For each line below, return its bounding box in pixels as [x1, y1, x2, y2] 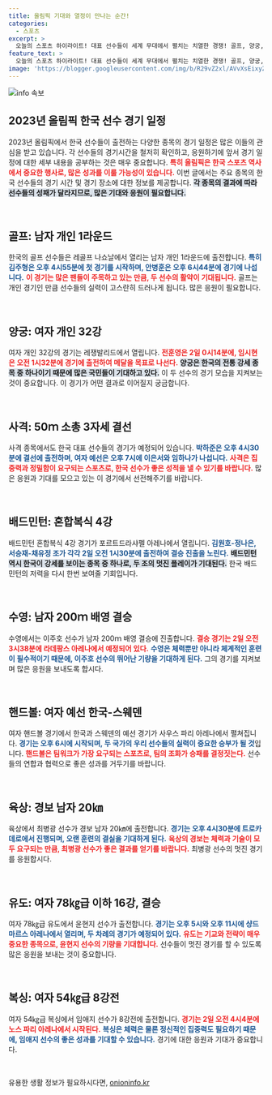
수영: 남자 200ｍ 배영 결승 [8, 610, 133, 625]
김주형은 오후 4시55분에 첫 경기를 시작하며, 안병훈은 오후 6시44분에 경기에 [8, 263, 243, 273]
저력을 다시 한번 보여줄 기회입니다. [29, 569, 138, 578]
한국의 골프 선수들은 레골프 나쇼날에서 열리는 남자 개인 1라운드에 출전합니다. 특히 [8, 252, 261, 262]
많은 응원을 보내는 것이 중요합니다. [8, 950, 117, 960]
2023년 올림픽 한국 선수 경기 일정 [8, 114, 166, 128]
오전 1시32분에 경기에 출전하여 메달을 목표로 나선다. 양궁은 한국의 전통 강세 [16, 358, 251, 367]
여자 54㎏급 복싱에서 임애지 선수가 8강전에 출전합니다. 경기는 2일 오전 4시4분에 [8, 1014, 260, 1024]
